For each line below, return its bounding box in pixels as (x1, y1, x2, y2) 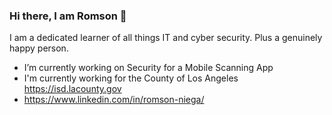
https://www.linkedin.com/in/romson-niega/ (23, 94, 205, 106)
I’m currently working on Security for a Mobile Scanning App (23, 62, 274, 74)
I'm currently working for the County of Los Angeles (23, 72, 239, 84)
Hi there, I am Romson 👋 (9, 9, 127, 23)
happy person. (9, 42, 69, 54)
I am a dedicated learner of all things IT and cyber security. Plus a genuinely (9, 32, 323, 44)
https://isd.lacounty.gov (23, 83, 122, 95)
